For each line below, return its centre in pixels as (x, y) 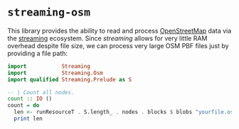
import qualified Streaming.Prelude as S (70, 79)
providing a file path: (38, 53)
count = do (23, 106)
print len (28, 119)
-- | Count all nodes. (41, 92)
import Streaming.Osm (55, 73)
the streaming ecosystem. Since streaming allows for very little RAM (107, 38)
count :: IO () (30, 99)
